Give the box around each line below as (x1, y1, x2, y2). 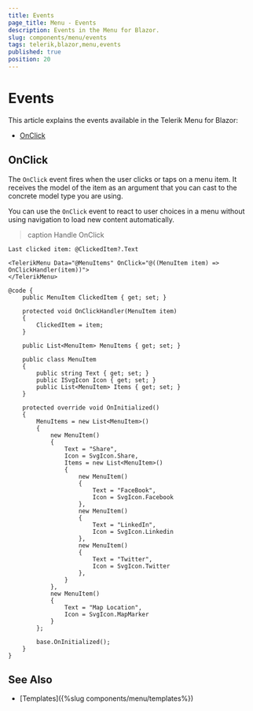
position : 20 (8, 56, 51, 64)
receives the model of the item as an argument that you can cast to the (8, 183, 237, 192)
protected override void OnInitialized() (22, 403, 159, 412)
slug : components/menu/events (8, 33, 108, 42)
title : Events (8, 11, 55, 20)
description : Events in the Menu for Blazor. (8, 26, 159, 34)
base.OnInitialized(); (36, 638, 111, 646)
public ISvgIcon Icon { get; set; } (36, 376, 156, 384)
